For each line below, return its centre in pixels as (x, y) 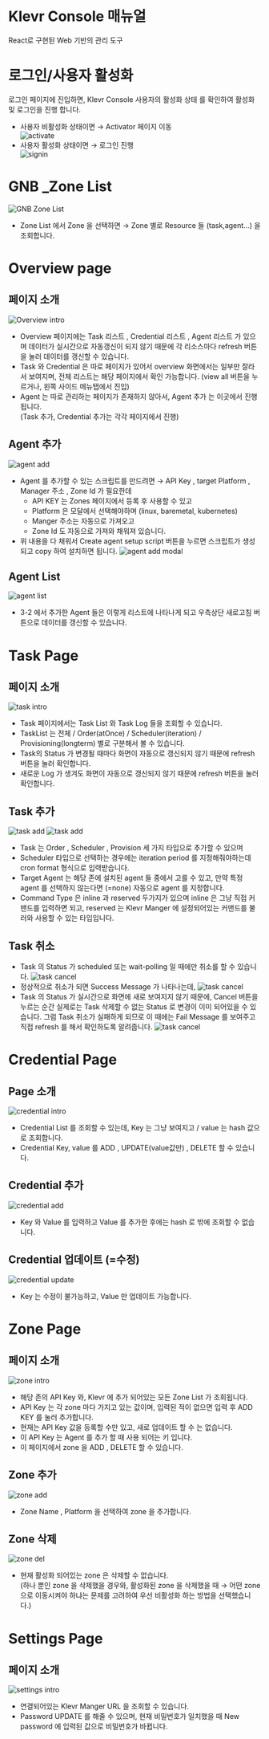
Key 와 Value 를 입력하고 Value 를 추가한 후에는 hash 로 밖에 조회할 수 (130, 1222)
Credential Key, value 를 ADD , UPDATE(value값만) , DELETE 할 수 (126, 1148)
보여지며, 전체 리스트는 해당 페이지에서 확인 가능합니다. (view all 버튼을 (139, 376)
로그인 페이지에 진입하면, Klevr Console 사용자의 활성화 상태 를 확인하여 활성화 (132, 99)
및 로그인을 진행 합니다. (45, 109)
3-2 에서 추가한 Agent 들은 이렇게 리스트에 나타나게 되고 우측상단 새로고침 (136, 613)
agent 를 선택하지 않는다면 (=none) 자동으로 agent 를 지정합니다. (122, 888)
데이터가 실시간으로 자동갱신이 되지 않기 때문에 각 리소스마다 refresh (135, 346)
